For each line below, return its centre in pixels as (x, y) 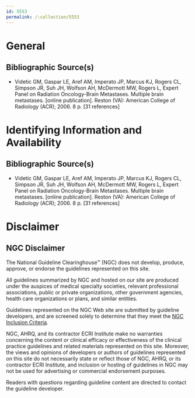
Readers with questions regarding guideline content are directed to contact (96, 382)
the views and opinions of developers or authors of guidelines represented (96, 352)
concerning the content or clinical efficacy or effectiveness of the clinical (94, 339)
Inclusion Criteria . (27, 322)
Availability (34, 143)
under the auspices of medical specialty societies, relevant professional (93, 286)
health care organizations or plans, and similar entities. (72, 298)
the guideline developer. (35, 388)
